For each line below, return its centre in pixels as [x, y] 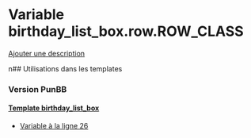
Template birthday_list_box [54, 108]
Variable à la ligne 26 [54, 126]
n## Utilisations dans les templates [65, 68]
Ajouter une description [47, 53]
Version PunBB [38, 89]
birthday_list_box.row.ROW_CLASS [126, 31]
